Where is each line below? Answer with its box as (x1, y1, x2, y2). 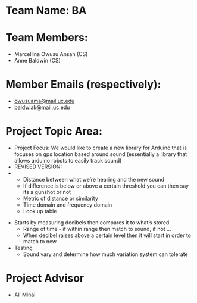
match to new (23, 238, 57, 245)
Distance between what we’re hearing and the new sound (23, 176, 165, 183)
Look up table (23, 208, 57, 214)
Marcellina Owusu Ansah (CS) (14, 51, 88, 58)
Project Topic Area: (5, 124, 102, 138)
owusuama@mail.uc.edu (14, 98, 75, 105)
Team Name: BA (5, 4, 87, 17)
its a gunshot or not (23, 189, 71, 195)
